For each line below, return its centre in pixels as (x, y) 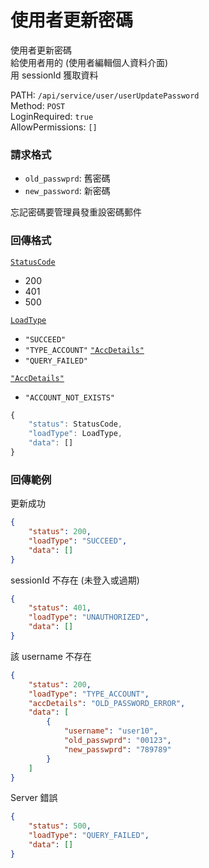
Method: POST (38, 105)
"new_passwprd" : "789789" (117, 749)
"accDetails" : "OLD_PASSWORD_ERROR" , (107, 703)
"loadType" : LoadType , (75, 434)
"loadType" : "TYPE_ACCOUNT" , (89, 694)
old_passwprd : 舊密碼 (67, 178)
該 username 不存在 (51, 656)
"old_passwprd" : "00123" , (117, 741)
